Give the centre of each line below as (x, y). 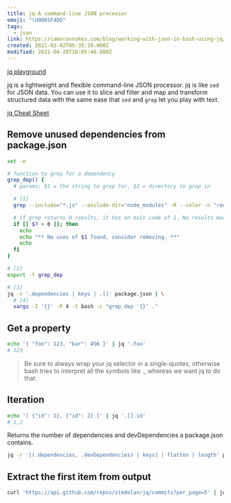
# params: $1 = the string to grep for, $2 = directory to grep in (112, 187)
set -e (16, 161)
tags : (15, 26)
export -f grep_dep (35, 275)
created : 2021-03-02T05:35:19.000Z (58, 45)
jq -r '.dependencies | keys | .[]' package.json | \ (86, 294)
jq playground (27, 71)
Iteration (26, 400)
